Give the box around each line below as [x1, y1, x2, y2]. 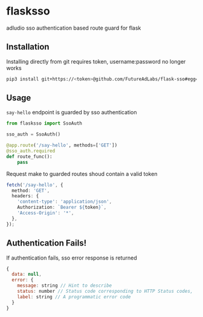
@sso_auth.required [6, 148, 56, 154]
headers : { [11, 193, 39, 199]
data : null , [11, 271, 42, 278]
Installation [6, 42, 50, 52]
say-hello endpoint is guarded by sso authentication [6, 109, 137, 116]
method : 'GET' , [11, 188, 50, 194]
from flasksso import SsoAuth [6, 120, 83, 126]
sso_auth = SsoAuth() [6, 131, 61, 137]
